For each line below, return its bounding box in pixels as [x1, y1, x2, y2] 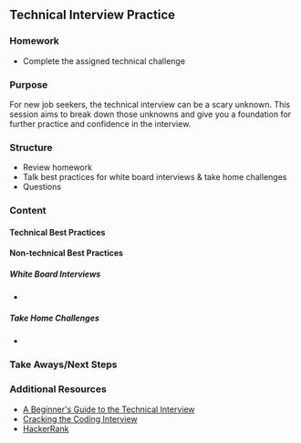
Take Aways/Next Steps [9, 358, 118, 371]
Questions [22, 182, 62, 193]
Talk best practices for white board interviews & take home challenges [22, 172, 287, 183]
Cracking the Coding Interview [22, 413, 139, 424]
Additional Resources [9, 383, 107, 396]
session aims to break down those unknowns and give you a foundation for [9, 109, 292, 120]
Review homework [22, 162, 93, 173]
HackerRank [22, 423, 69, 434]
